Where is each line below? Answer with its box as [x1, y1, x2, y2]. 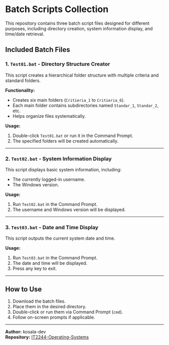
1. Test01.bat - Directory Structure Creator [5, 60, 110, 67]
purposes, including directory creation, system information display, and [5, 25, 153, 31]
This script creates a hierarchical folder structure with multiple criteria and [5, 72, 159, 78]
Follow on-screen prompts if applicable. [12, 314, 96, 320]
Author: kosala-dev [5, 329, 46, 335]
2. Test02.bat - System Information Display [5, 155, 112, 162]
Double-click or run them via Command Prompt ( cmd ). [12, 309, 123, 315]
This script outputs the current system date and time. [5, 235, 116, 241]
